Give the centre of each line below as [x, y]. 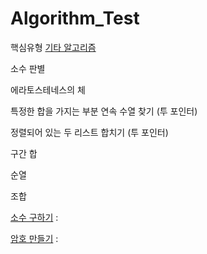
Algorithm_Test [75, 18]
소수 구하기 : [34, 217]
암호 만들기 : [34, 238]
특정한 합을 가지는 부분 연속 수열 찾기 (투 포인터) [104, 111]
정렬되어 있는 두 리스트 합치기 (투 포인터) [89, 132]
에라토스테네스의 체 [48, 89]
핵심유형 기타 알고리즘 [53, 47]
